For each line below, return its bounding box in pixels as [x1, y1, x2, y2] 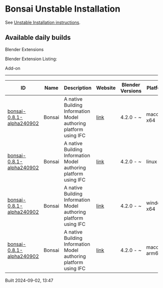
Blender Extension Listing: [5, 56, 57, 62]
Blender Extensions [5, 46, 44, 52]
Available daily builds [5, 34, 71, 42]
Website [96, 84, 116, 91]
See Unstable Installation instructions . [5, 19, 81, 25]
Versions [120, 87, 142, 94]
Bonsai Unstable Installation [5, 3, 120, 15]
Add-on [5, 65, 20, 71]
